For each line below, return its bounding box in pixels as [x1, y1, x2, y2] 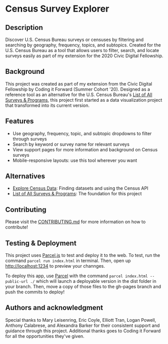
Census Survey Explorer [5, 3, 110, 15]
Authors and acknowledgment [5, 304, 103, 312]
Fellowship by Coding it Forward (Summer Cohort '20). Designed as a [5, 86, 150, 92]
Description [5, 23, 43, 32]
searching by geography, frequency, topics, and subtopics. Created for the [5, 42, 161, 48]
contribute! [5, 224, 28, 230]
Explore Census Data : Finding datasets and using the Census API [12, 185, 148, 191]
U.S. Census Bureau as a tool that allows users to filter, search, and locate [5, 48, 159, 53]
